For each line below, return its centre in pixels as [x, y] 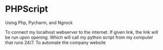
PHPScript [27, 9]
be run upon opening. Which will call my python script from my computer [79, 37]
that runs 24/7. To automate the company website [55, 42]
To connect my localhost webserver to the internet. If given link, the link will [82, 32]
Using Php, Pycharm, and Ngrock [39, 23]
